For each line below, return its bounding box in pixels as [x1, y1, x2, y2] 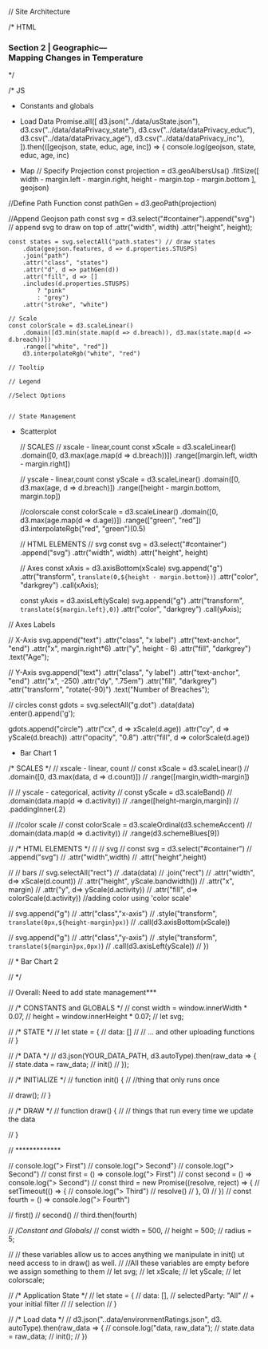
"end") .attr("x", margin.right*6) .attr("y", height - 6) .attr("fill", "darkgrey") [8, 644, 251, 653]
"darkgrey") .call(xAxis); [19, 581, 100, 590]
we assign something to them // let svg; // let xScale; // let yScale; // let [8, 1267, 242, 1276]
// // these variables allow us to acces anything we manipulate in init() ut [8, 1250, 245, 1260]
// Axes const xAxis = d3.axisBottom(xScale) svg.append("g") [19, 563, 223, 573]
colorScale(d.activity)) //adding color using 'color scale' [8, 894, 191, 903]
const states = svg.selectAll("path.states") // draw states [8, 238, 216, 246]
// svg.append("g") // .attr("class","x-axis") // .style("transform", [8, 909, 218, 919]
